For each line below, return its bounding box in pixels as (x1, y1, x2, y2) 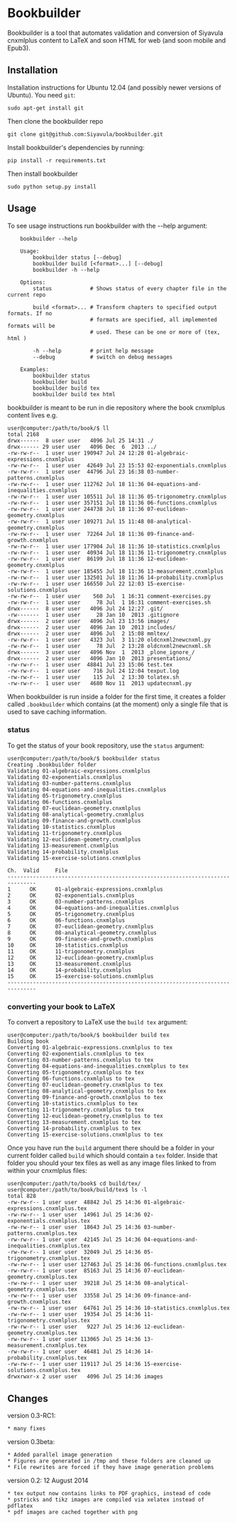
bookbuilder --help (20, 235, 78, 243)
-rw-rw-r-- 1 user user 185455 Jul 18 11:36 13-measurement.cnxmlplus (7, 568, 224, 575)
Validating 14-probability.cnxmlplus (7, 848, 119, 855)
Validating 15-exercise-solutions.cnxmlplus (7, 854, 141, 861)
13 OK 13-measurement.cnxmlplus (7, 960, 132, 967)
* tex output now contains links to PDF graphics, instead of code (7, 1490, 211, 1497)
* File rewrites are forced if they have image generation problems (7, 1463, 214, 1470)
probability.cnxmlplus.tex (7, 1354, 87, 1362)
